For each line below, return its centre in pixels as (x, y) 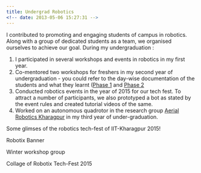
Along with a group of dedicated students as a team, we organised (89, 41)
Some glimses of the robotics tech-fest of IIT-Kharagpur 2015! (84, 128)
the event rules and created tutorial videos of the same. (84, 104)
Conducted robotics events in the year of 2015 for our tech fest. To (98, 91)
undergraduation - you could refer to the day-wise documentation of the (105, 78)
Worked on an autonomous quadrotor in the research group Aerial (97, 110)
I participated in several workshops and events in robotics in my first (100, 59)
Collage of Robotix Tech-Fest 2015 (49, 163)
